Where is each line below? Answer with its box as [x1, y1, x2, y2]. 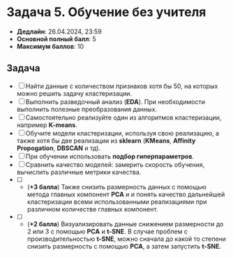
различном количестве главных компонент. [27, 205, 158, 213]
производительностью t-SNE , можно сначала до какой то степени [27, 235, 226, 243]
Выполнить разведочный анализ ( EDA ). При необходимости [25, 97, 205, 105]
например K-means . [16, 120, 77, 129]
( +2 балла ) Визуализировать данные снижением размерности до [27, 219, 224, 228]
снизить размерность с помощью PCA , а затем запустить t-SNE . [27, 242, 221, 250]
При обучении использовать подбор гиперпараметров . [25, 152, 195, 161]
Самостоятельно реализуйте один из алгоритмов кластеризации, [25, 113, 222, 122]
